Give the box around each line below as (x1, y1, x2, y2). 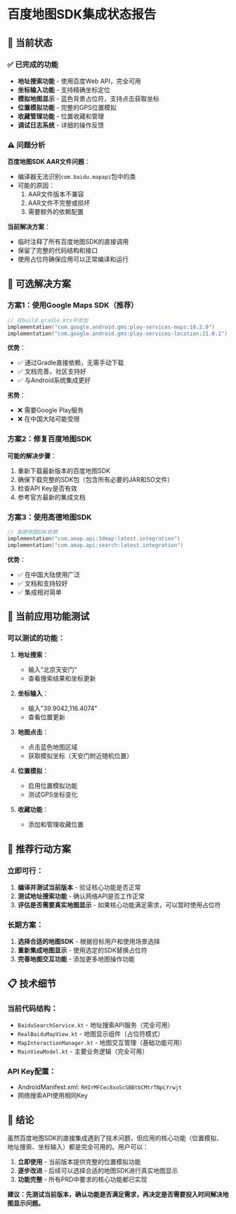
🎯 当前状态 (7, 37, 53, 49)
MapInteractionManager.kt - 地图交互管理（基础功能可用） (17, 1039, 186, 1047)
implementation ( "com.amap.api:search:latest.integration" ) (7, 541, 184, 549)
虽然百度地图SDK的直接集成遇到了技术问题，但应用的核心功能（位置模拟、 (7, 1134, 223, 1142)
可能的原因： (17, 181, 55, 190)
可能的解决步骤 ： (7, 451, 57, 460)
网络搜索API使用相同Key (17, 1092, 88, 1100)
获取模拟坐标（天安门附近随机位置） (27, 752, 133, 760)
